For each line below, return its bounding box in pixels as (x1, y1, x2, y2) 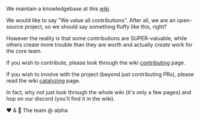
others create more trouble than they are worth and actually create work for (6, 41, 193, 48)
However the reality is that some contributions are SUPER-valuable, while (6, 35, 187, 41)
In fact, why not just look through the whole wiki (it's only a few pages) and (6, 89, 192, 95)
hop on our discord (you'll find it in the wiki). (6, 95, 116, 102)
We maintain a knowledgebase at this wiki (6, 5, 110, 12)
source (6, 23, 24, 30)
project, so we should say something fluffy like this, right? (25, 23, 167, 30)
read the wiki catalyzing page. (6, 77, 81, 84)
